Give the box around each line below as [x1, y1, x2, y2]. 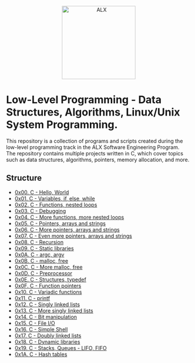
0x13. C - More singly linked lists [14, 307, 93, 314]
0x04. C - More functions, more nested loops [14, 213, 125, 220]
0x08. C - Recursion [14, 238, 63, 246]
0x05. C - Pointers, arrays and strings [14, 220, 106, 227]
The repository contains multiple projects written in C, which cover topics [6, 150, 184, 157]
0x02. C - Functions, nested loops [14, 201, 97, 208]
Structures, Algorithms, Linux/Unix [6, 106, 180, 119]
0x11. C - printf [14, 294, 51, 301]
